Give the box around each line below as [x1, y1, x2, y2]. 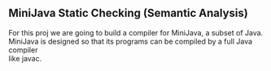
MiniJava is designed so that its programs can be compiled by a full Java [8, 36, 253, 46]
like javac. [8, 53, 42, 63]
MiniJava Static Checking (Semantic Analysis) [8, 6, 248, 20]
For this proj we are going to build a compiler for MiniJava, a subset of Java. [8, 27, 264, 37]
